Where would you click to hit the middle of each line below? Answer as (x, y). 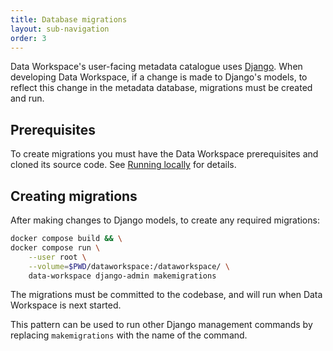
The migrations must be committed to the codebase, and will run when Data (166, 295)
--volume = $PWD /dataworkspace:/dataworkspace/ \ (129, 266)
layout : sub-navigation (60, 29)
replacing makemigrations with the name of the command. (129, 335)
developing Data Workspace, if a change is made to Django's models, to (159, 77)
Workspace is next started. (66, 305)
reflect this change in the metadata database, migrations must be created (161, 88)
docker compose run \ (55, 247)
